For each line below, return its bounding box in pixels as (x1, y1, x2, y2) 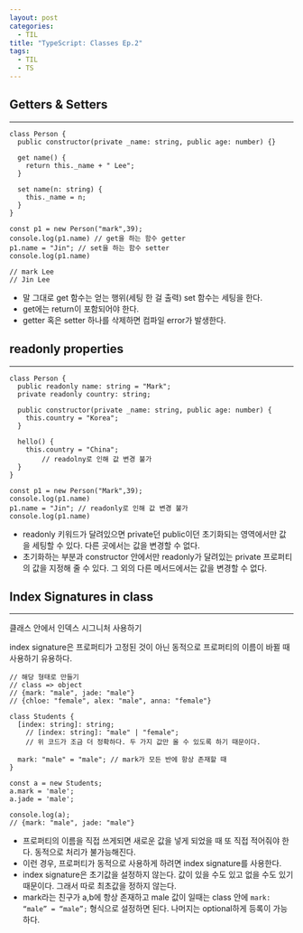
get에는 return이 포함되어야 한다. (22, 303, 140, 314)
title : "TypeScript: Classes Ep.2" (9, 38, 143, 48)
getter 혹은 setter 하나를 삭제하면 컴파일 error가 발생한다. (22, 314, 226, 325)
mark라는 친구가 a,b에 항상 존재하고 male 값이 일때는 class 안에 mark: (22, 891, 271, 903)
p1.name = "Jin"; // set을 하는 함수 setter (9, 243, 170, 253)
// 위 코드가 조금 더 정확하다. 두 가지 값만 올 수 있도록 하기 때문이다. (25, 738, 262, 747)
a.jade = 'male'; (9, 795, 75, 804)
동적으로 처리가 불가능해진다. (34, 846, 136, 858)
